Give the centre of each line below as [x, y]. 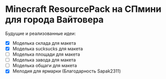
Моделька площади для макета [46, 54]
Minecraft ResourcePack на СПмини [83, 9]
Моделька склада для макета [44, 43]
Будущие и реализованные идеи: [41, 33]
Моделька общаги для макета [45, 66]
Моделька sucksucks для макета [48, 49]
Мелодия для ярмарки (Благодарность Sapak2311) [67, 71]
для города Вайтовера [54, 20]
